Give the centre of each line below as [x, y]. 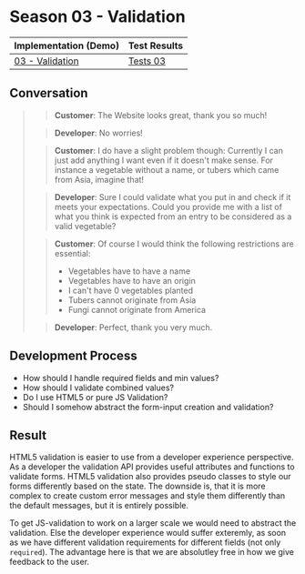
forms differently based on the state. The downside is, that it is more [137, 486]
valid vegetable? [85, 226]
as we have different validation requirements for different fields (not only [145, 542]
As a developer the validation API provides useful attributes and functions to [152, 467]
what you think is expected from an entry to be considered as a [173, 217]
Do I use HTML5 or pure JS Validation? [95, 397]
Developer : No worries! [98, 133]
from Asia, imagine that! [99, 179]
